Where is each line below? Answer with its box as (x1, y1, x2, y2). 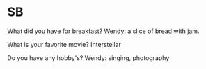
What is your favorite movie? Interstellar (7, 40, 122, 48)
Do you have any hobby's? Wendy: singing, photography (7, 53, 170, 62)
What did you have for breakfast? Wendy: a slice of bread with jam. (7, 27, 200, 35)
